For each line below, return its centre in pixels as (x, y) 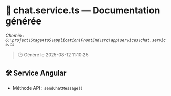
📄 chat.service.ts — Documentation (83, 10)
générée (24, 21)
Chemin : (15, 35)
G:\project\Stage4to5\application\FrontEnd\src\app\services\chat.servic (86, 40)
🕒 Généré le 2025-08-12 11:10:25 (53, 54)
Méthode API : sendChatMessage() (48, 88)
